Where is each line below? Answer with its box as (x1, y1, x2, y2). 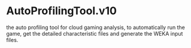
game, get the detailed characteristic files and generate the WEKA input (6, 30, 183, 37)
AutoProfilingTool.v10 (6, 4, 117, 18)
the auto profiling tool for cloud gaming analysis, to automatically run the (6, 24, 186, 31)
